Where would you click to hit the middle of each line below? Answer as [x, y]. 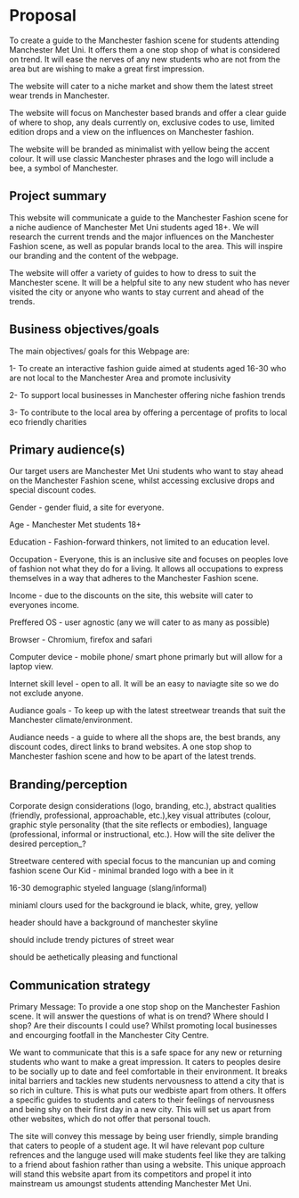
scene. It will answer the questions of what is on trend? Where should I [139, 1016]
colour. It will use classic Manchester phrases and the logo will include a [141, 158]
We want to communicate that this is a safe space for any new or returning [146, 1052]
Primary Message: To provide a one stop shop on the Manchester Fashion [145, 1007]
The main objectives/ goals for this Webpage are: [99, 351]
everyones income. [44, 605]
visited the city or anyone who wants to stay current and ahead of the [137, 292]
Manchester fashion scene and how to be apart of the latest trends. [133, 756]
